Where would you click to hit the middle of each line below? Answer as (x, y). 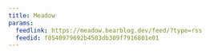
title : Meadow (32, 15)
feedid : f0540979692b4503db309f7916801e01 (87, 38)
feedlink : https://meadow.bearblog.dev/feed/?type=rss (109, 30)
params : (21, 23)
